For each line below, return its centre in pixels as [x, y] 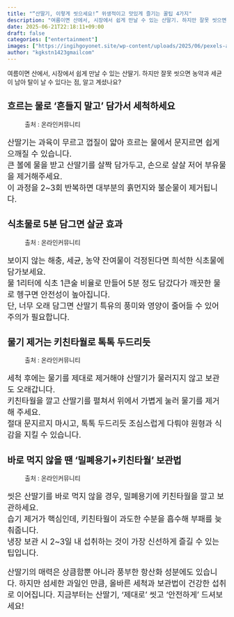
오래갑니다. [36, 390]
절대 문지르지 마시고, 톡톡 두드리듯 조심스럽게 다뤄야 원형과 [110, 424]
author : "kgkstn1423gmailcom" [51, 53]
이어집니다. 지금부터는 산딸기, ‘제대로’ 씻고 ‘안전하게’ [108, 595]
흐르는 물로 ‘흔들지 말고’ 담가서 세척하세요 [91, 106]
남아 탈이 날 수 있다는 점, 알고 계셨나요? [68, 82]
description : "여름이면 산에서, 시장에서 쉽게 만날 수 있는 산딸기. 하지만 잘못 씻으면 [117, 20]
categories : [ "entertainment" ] [53, 40]
